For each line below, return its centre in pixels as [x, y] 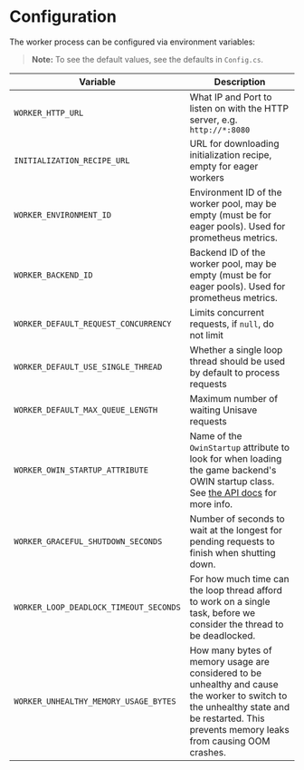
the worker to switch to [238, 696]
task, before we [223, 612]
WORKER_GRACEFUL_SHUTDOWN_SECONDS [88, 541]
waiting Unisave [223, 410]
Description [240, 82]
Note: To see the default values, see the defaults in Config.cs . [147, 59]
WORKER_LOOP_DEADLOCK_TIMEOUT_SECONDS [97, 607]
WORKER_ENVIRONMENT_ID [62, 214]
